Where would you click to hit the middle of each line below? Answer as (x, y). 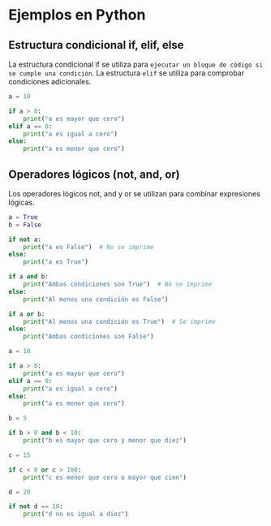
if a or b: (27, 314)
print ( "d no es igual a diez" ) (76, 514)
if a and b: (28, 277)
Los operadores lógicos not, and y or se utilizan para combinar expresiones (135, 193)
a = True (23, 217)
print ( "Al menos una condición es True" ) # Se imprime (120, 321)
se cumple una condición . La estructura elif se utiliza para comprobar (127, 73)
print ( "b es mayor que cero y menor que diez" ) (105, 441)
